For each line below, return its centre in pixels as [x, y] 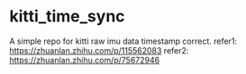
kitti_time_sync [67, 16]
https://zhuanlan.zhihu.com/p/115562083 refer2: [99, 50]
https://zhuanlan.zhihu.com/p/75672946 [85, 60]
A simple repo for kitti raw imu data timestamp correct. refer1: [123, 41]
